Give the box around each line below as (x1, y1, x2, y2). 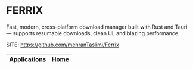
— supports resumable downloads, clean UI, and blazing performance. (6, 29, 180, 36)
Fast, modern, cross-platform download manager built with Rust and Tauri (6, 23, 188, 30)
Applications (9, 55, 46, 63)
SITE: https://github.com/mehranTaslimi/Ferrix (6, 41, 119, 48)
